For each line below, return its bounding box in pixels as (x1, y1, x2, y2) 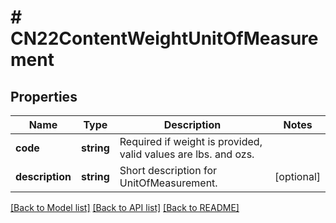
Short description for (119, 164, 217, 177)
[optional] (274, 170, 321, 183)
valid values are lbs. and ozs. (119, 147, 255, 161)
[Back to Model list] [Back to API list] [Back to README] (10, 202, 240, 213)
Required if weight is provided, (119, 135, 263, 148)
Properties (10, 88, 78, 105)
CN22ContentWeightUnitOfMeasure (10, 27, 319, 50)
